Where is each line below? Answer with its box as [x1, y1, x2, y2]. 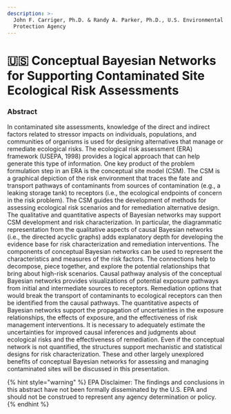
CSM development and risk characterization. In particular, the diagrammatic [7, 218, 222, 226]
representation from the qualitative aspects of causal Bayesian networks [7, 225, 213, 233]
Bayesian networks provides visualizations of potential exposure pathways [7, 277, 219, 285]
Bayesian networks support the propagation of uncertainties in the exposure [7, 306, 224, 314]
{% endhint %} [7, 400, 50, 408]
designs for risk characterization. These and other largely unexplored [7, 350, 204, 358]
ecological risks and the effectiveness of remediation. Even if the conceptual [7, 335, 225, 344]
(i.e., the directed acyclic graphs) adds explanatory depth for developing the [7, 233, 223, 241]
